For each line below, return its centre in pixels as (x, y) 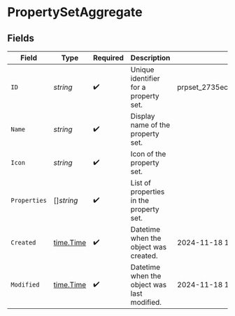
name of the (150, 125)
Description (150, 58)
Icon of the (148, 154)
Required (109, 58)
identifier (145, 78)
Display (143, 116)
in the (140, 200)
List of (141, 183)
